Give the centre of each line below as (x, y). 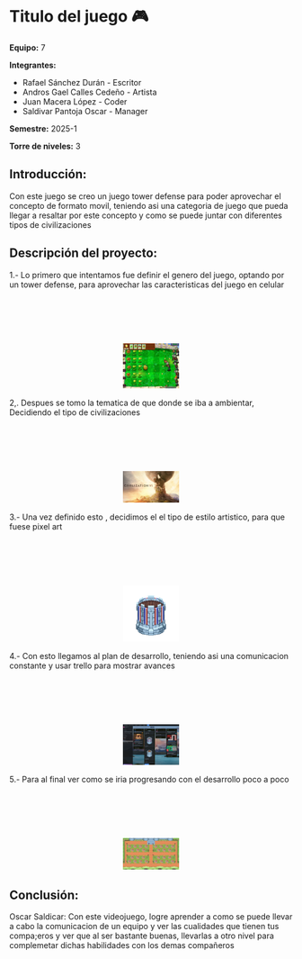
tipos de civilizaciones (50, 224)
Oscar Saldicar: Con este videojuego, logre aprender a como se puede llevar (151, 916)
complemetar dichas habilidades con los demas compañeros (122, 945)
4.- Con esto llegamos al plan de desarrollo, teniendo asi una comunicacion (149, 656)
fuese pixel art (36, 526)
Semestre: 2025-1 (44, 128)
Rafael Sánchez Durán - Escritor (82, 82)
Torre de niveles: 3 (45, 146)
